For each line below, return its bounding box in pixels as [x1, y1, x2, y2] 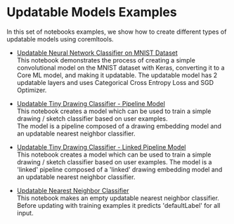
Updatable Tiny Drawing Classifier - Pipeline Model [16, 99, 166, 107]
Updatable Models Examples [6, 4, 177, 20]
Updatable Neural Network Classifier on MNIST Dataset [16, 48, 178, 57]
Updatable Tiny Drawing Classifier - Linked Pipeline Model [16, 143, 186, 151]
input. [16, 209, 34, 217]
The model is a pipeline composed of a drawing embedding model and [16, 121, 222, 130]
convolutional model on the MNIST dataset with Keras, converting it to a [16, 63, 226, 72]
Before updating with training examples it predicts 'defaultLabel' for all [16, 201, 221, 209]
